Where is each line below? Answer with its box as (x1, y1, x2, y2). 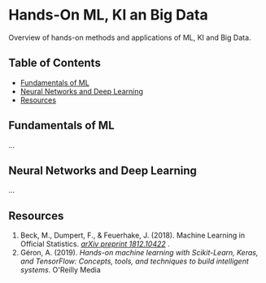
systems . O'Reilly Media (20, 265, 102, 275)
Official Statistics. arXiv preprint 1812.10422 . (20, 239, 171, 249)
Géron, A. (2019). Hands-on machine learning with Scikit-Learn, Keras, (20, 248, 259, 258)
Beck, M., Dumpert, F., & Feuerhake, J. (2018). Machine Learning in (20, 230, 246, 241)
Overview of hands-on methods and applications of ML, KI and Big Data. (8, 33, 251, 42)
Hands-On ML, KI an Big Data (8, 6, 209, 24)
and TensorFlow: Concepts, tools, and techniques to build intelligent (20, 256, 250, 266)
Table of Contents (8, 56, 102, 70)
